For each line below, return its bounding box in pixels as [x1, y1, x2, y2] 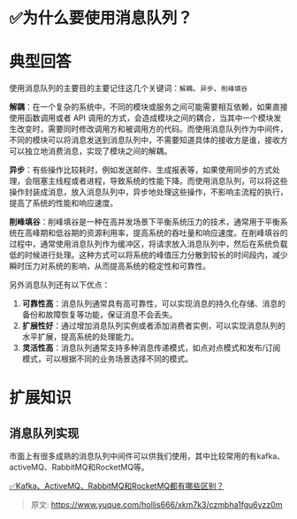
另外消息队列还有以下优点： [9, 279, 110, 290]
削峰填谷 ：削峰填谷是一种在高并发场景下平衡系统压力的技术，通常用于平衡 [9, 217, 280, 227]
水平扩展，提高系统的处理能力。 [21, 332, 139, 342]
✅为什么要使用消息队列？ [9, 8, 193, 28]
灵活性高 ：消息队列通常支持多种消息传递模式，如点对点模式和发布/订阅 [21, 342, 281, 354]
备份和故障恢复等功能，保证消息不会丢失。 [21, 309, 178, 320]
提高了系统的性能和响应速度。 [9, 198, 118, 209]
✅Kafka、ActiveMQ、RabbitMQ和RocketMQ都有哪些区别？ [9, 481, 225, 492]
